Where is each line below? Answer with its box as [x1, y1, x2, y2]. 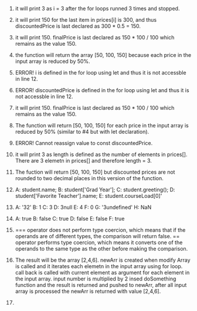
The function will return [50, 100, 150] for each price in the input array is [15, 122, 189, 129]
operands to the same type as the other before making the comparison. [15, 245, 188, 252]
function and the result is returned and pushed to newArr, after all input [15, 282, 187, 288]
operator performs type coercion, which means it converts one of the [15, 239, 183, 246]
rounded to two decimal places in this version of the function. [15, 175, 164, 181]
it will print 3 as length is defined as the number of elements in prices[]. [15, 151, 188, 158]
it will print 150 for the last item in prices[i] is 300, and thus [15, 16, 157, 23]
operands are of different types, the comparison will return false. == [15, 233, 180, 239]
